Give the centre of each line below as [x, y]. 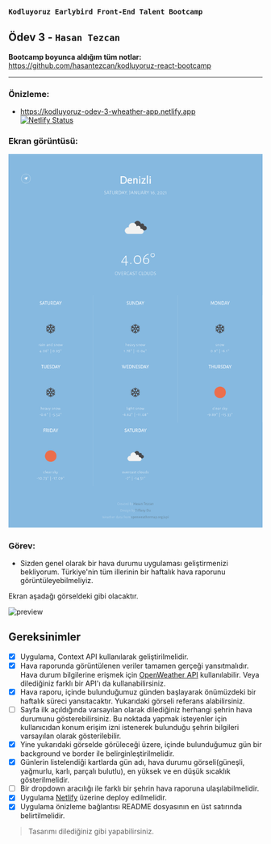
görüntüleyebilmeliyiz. [57, 581]
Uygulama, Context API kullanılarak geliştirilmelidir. [104, 657]
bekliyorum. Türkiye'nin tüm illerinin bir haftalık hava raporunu [123, 572]
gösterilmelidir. [45, 780]
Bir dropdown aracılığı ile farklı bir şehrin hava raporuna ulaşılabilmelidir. [140, 788]
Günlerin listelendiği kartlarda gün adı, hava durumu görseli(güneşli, [132, 762]
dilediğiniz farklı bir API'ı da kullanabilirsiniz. [93, 683]
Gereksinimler [45, 637]
